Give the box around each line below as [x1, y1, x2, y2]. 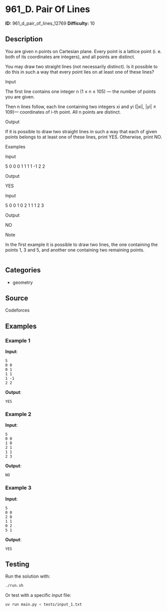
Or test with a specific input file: [5, 592, 71, 598]
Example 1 [5, 337, 31, 344]
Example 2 [5, 411, 32, 418]
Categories [5, 266, 41, 275]
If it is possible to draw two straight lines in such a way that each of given [5, 128, 157, 134]
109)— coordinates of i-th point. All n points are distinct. [5, 109, 121, 115]
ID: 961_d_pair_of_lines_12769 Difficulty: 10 [5, 20, 95, 26]
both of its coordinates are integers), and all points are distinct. [5, 54, 135, 60]
